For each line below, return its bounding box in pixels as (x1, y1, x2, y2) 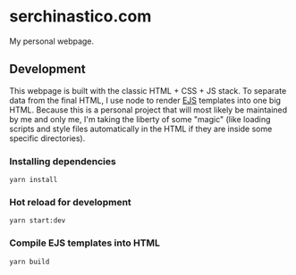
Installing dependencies (9, 154, 116, 167)
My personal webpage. (9, 36, 95, 46)
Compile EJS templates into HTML (9, 237, 161, 249)
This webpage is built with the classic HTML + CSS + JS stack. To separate (9, 85, 287, 96)
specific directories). (9, 132, 86, 144)
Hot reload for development (9, 196, 131, 208)
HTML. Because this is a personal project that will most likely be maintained (9, 104, 288, 115)
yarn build (9, 257, 50, 266)
